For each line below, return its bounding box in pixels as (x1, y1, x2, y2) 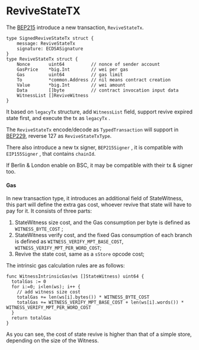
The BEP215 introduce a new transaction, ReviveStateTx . (6, 24, 144, 31)
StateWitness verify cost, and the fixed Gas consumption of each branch (14, 232, 192, 239)
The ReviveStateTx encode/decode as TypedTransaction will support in (6, 126, 179, 133)
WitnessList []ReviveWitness (17, 92, 89, 99)
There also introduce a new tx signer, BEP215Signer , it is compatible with (6, 144, 184, 151)
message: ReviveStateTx (17, 40, 76, 46)
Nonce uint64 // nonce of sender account (17, 61, 161, 67)
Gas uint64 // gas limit (17, 71, 123, 78)
